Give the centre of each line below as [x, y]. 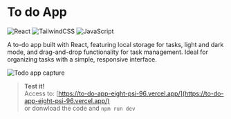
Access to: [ [41, 93]
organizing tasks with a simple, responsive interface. [82, 59]
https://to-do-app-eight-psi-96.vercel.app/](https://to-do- [141, 93]
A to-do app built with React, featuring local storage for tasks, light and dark [115, 44]
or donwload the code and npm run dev [80, 108]
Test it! [34, 86]
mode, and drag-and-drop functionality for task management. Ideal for [108, 52]
